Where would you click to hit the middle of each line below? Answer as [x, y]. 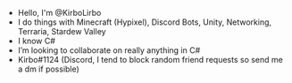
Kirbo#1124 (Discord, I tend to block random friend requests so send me [150, 60]
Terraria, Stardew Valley [62, 31]
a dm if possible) [49, 69]
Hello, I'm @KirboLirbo [59, 13]
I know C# [37, 41]
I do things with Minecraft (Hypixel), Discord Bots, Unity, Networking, [145, 22]
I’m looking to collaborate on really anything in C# [109, 50]
